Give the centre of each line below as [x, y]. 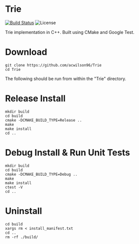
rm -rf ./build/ [22, 237]
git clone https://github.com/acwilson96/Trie [53, 65]
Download [26, 52]
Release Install [35, 99]
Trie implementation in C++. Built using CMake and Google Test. [70, 32]
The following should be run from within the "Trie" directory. [66, 78]
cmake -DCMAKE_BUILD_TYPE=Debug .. [41, 174]
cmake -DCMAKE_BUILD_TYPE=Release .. [44, 120]
